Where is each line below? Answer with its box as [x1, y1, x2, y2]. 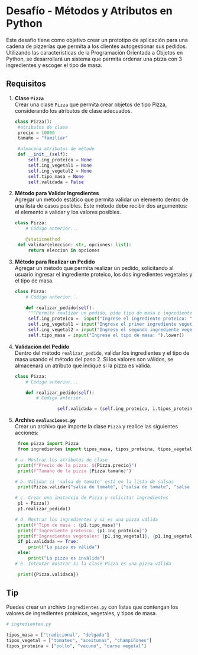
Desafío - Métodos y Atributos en [6, 4, 173, 18]
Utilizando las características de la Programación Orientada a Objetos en [6, 49, 183, 56]
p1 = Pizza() [17, 500, 50, 507]
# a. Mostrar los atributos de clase [14, 457, 108, 463]
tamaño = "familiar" [17, 135, 69, 141]
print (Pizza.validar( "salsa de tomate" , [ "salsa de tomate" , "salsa [17, 484, 190, 490]
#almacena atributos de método [17, 146, 95, 152]
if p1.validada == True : [17, 539, 79, 545]
